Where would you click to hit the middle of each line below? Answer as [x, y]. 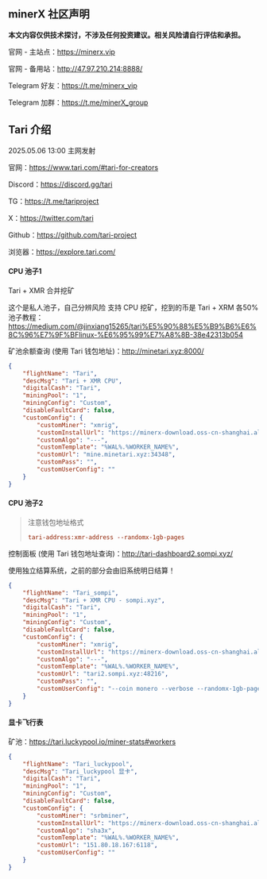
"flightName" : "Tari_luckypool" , [78, 764]
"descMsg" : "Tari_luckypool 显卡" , [80, 771]
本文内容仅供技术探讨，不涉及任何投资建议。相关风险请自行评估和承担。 [126, 35]
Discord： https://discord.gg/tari [60, 184]
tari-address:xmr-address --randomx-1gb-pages [106, 537]
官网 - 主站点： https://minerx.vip [62, 52]
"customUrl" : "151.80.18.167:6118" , [97, 845]
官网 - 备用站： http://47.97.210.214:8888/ [75, 68]
